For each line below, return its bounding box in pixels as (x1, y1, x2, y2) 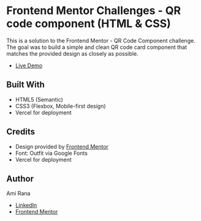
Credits (6, 127, 36, 137)
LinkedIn (15, 201, 37, 209)
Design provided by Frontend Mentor (15, 143, 109, 150)
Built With (6, 80, 45, 90)
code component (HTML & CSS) (6, 17, 172, 31)
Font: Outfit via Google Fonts (15, 149, 88, 157)
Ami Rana (6, 190, 31, 197)
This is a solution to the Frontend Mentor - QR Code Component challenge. (6, 37, 195, 44)
